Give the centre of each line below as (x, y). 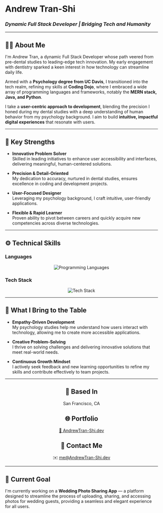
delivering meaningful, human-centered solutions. (62, 164)
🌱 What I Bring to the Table (46, 310)
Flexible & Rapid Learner (37, 213)
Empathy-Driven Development (43, 322)
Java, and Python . (24, 97)
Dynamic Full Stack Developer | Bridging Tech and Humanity (78, 24)
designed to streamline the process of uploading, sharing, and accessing (78, 496)
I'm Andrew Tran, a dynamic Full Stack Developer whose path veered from (79, 57)
